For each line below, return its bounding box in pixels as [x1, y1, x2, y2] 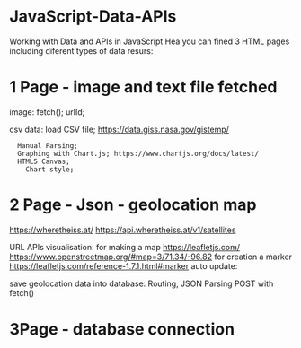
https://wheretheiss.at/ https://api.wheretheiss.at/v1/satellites [9, 224, 236, 235]
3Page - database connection [9, 319, 235, 339]
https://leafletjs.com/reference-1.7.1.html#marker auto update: [9, 260, 238, 271]
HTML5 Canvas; [17, 157, 70, 166]
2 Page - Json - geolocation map [9, 195, 257, 215]
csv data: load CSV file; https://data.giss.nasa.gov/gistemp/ [9, 124, 229, 135]
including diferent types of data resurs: [9, 45, 154, 56]
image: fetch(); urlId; [9, 106, 85, 117]
